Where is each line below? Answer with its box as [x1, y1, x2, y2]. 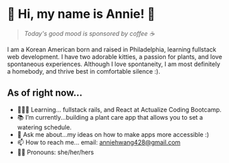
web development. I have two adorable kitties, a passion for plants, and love [7, 52, 222, 61]
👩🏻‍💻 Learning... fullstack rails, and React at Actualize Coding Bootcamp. [17, 105, 222, 113]
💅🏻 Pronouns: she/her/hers [17, 148, 94, 156]
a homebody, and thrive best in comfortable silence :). [7, 67, 160, 75]
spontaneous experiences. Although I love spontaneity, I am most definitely [7, 60, 221, 68]
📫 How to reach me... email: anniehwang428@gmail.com [17, 138, 181, 146]
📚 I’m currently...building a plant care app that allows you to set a [17, 113, 203, 121]
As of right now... [7, 87, 83, 99]
